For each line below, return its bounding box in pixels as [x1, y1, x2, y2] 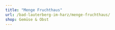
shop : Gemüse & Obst [5, 17, 49, 22]
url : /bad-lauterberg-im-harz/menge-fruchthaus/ [5, 12, 110, 17]
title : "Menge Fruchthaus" [5, 7, 63, 13]
